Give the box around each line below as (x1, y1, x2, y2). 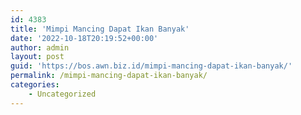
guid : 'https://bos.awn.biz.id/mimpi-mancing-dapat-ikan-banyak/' (10, 61, 293, 71)
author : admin (10, 42, 70, 53)
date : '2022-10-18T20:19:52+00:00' (10, 33, 159, 43)
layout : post (10, 52, 65, 62)
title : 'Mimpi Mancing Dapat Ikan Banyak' (10, 24, 190, 34)
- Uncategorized (28, 89, 97, 99)
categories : (10, 80, 60, 90)
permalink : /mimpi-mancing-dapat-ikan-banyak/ (10, 71, 208, 81)
